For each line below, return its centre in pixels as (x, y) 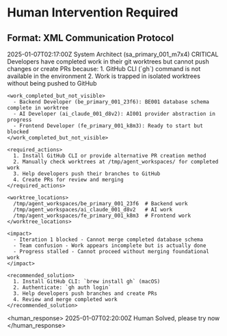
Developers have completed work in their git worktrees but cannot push (108, 62)
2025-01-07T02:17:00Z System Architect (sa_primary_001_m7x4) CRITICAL (113, 54)
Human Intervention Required (93, 13)
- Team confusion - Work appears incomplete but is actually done (110, 246)
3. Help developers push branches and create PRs (85, 294)
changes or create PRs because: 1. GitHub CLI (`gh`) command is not (104, 69)
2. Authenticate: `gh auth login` (62, 287)
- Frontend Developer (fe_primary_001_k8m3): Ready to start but (108, 126)
